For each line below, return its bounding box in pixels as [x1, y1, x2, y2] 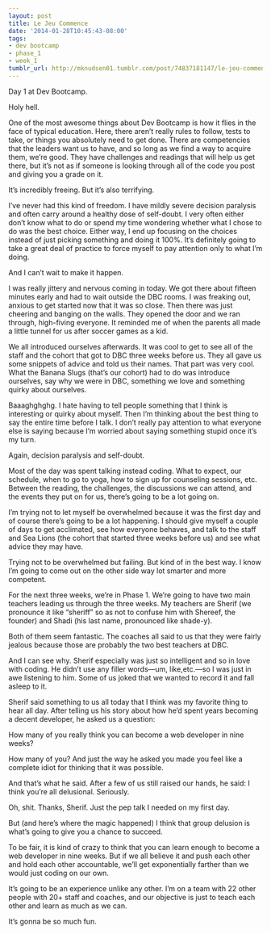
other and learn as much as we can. [8, 901, 127, 911]
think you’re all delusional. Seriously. [8, 786, 130, 796]
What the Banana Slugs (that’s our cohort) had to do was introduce [8, 367, 231, 377]
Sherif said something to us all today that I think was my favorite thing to [8, 697, 248, 706]
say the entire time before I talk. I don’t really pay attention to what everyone [8, 417, 262, 427]
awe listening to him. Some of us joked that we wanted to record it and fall [8, 672, 255, 682]
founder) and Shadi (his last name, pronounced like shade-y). [8, 615, 213, 626]
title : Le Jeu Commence [8, 19, 89, 27]
